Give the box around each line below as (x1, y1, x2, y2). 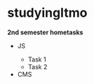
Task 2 (27, 62, 48, 71)
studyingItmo (7, 5, 88, 21)
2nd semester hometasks (7, 28, 83, 36)
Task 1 (27, 55, 47, 64)
